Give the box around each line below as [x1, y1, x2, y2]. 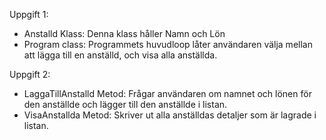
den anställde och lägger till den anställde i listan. [23, 99, 228, 110]
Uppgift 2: [9, 69, 51, 80]
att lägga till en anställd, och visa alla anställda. [23, 49, 218, 61]
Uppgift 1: [9, 9, 49, 20]
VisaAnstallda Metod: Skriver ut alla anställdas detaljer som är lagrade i [23, 109, 317, 121]
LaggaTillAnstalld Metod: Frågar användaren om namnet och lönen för [23, 88, 312, 99]
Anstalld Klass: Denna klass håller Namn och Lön [23, 28, 226, 39]
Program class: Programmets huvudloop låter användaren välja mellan [23, 39, 313, 50]
